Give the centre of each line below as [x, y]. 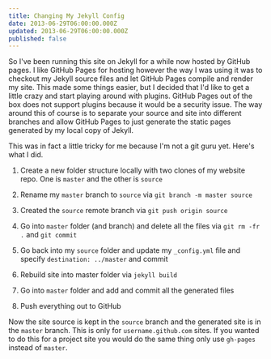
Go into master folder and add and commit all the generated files [127, 291]
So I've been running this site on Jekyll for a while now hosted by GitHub [129, 62]
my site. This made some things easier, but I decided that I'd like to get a [129, 88]
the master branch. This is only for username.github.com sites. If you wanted [134, 331]
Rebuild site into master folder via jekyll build [99, 275]
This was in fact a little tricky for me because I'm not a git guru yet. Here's [131, 146]
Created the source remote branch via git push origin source [124, 211]
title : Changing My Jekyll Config [67, 16]
